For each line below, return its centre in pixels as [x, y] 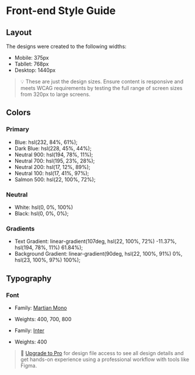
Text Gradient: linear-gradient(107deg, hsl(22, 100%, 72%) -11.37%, [95, 242]
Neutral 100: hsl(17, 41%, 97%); [52, 173]
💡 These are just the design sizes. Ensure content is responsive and [102, 81]
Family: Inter [29, 330]
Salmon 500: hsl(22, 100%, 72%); [55, 179]
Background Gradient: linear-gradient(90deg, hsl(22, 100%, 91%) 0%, [98, 254]
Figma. [29, 365]
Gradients [20, 228]
